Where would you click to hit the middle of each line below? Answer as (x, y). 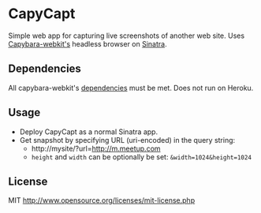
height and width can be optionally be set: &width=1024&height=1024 (142, 157)
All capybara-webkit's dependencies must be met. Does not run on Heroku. (131, 88)
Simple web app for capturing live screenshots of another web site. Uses (127, 35)
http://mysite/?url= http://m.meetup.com (96, 148)
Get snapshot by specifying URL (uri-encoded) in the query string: (127, 140)
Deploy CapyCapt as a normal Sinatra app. (89, 132)
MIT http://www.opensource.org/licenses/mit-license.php (102, 200)
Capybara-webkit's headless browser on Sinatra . (88, 43)
